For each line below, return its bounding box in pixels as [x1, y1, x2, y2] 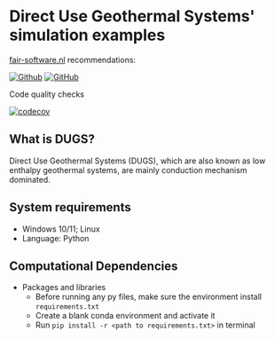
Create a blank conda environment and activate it [35, 311, 216, 321]
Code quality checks [9, 89, 84, 99]
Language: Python [21, 233, 90, 243]
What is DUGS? [9, 131, 95, 147]
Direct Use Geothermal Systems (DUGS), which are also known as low [9, 155, 266, 166]
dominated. [9, 174, 51, 185]
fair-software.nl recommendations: [9, 54, 136, 65]
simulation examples [9, 25, 166, 45]
